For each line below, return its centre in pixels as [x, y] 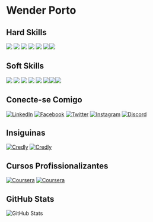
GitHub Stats [30, 199]
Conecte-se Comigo [44, 100]
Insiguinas [26, 133]
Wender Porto [41, 10]
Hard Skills [26, 32]
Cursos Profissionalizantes [57, 166]
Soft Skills [25, 66]
